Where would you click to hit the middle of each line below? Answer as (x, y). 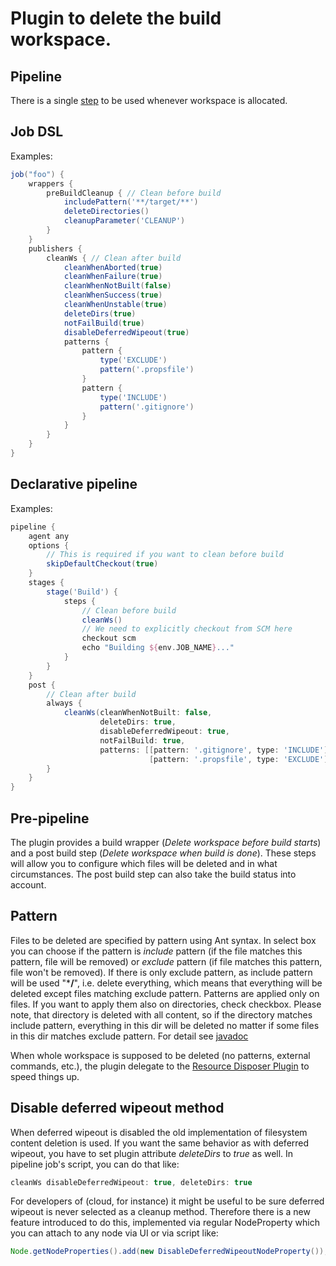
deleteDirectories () (106, 212)
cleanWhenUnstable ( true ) (115, 305)
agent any (49, 536)
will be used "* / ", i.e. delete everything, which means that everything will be (166, 983)
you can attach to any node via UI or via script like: (114, 1233)
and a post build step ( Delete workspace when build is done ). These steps (163, 853)
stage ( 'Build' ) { (82, 592)
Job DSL (37, 132)
